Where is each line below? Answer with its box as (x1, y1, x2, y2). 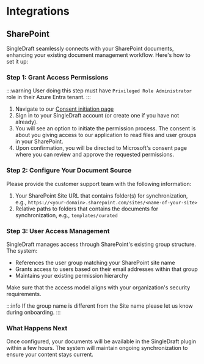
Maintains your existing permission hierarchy (15, 272, 128, 279)
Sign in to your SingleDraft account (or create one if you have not (15, 112, 180, 119)
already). (15, 118, 38, 126)
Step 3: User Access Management (6, 226, 110, 235)
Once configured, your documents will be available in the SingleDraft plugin (6, 338, 197, 345)
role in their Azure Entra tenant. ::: (6, 94, 91, 101)
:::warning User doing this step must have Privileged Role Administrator (6, 87, 192, 94)
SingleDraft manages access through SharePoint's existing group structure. (6, 240, 197, 248)
